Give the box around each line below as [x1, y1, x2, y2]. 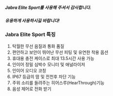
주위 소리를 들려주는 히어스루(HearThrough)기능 [12, 79, 105, 85]
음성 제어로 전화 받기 [12, 86, 52, 92]
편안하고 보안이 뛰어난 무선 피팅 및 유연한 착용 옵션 [12, 49, 109, 55]
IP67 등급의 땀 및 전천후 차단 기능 [12, 74, 76, 79]
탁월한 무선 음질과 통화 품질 [12, 43, 65, 49]
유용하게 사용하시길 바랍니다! [5, 18, 60, 23]
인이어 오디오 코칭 [12, 67, 46, 73]
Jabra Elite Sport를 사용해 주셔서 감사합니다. [5, 4, 92, 10]
